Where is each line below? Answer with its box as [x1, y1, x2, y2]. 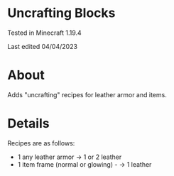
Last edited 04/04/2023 [7, 42, 78, 50]
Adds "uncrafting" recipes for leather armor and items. [7, 90, 167, 99]
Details [7, 116, 50, 132]
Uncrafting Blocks [7, 5, 116, 21]
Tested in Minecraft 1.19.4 [7, 28, 82, 37]
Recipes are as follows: [7, 138, 75, 147]
